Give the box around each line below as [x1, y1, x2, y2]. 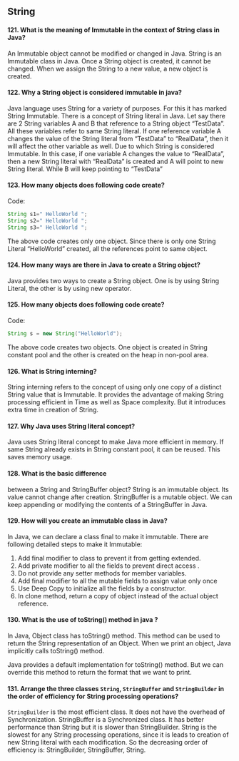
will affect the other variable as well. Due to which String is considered [7, 142, 215, 150]
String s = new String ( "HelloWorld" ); [7, 330, 123, 337]
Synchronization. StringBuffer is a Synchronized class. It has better [7, 715, 205, 724]
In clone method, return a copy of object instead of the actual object [17, 591, 219, 600]
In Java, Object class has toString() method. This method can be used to [7, 631, 220, 640]
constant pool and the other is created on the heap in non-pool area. [7, 350, 209, 359]
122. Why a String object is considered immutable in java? [7, 88, 182, 97]
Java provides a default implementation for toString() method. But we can [7, 660, 223, 669]
